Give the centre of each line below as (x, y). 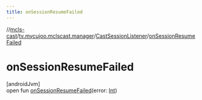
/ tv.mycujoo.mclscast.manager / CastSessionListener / (83, 36)
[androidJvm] (23, 84)
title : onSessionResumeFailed (45, 12)
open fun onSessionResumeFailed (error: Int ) (62, 90)
